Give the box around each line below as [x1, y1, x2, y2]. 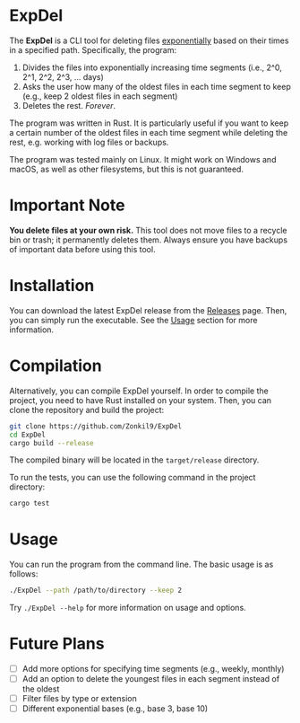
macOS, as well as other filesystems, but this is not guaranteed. [9, 163, 244, 174]
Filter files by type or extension [21, 693, 137, 704]
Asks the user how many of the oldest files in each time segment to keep [21, 81, 291, 92]
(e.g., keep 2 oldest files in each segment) [21, 91, 178, 101]
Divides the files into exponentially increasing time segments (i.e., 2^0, [21, 62, 282, 73]
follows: [9, 569, 39, 579]
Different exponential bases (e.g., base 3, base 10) [21, 703, 209, 714]
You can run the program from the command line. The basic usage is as [9, 559, 274, 570]
